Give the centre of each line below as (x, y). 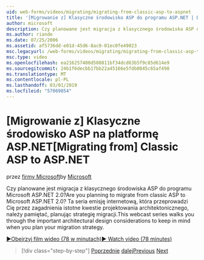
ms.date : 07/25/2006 (32, 40)
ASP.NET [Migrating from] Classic (92, 147)
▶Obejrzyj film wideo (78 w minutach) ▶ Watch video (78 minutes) (89, 239)
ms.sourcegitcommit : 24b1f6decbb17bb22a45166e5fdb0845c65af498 (88, 68)
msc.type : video (27, 57)
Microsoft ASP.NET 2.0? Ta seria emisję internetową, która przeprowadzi (97, 201)
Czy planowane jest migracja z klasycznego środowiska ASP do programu (99, 188)
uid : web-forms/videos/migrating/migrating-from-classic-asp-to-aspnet (99, 12)
